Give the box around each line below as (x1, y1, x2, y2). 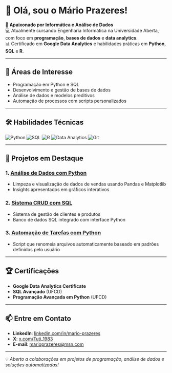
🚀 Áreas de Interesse (5, 68, 73, 77)
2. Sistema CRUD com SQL (5, 199, 73, 207)
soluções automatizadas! (5, 362, 59, 368)
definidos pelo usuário (12, 246, 60, 252)
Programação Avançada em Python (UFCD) (12, 294, 107, 300)
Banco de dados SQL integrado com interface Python (12, 216, 126, 222)
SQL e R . (5, 48, 24, 54)
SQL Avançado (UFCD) (12, 288, 62, 294)
